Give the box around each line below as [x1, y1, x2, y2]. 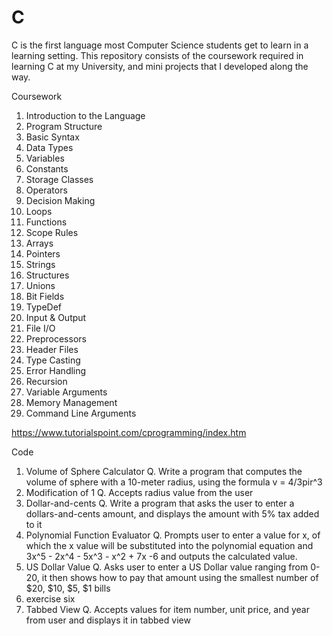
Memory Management [25, 396, 118, 408]
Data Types [25, 141, 74, 153]
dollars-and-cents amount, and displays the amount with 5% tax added [25, 507, 320, 520]
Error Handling [25, 364, 87, 376]
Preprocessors [25, 332, 87, 345]
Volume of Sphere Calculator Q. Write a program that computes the [25, 465, 303, 477]
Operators [25, 184, 68, 196]
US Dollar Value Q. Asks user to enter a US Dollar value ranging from [25, 561, 309, 573]
